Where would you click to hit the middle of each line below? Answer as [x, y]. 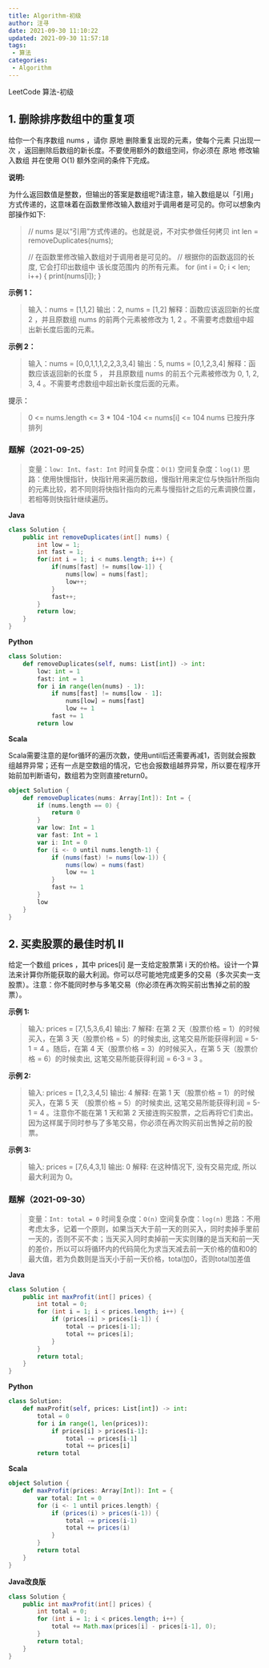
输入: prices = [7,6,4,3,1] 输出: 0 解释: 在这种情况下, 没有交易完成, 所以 [142, 1167]
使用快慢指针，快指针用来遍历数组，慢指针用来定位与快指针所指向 [151, 479]
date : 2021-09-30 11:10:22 [53, 30]
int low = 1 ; [59, 545]
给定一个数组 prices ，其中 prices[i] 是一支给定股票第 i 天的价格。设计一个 [130, 965]
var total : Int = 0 [70, 1498]
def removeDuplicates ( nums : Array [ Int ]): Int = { [107, 798]
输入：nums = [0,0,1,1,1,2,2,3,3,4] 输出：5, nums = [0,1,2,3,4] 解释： [138, 363]
